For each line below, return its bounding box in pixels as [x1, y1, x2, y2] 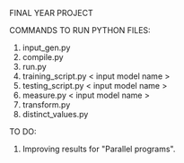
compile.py [22, 52, 65, 62]
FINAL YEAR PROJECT [9, 8, 93, 18]
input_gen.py [22, 42, 71, 53]
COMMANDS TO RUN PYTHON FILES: [9, 25, 151, 35]
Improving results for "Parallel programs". [22, 143, 176, 154]
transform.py [22, 99, 71, 110]
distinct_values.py [22, 109, 89, 119]
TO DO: [9, 126, 38, 137]
